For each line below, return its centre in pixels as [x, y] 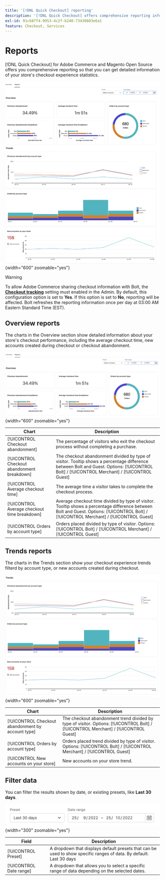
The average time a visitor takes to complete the [104, 486]
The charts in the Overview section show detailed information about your [79, 335]
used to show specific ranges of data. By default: [99, 854]
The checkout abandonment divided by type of [103, 456]
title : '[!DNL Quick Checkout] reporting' [49, 10]
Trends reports [28, 551]
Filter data [21, 780]
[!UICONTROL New [27, 758]
